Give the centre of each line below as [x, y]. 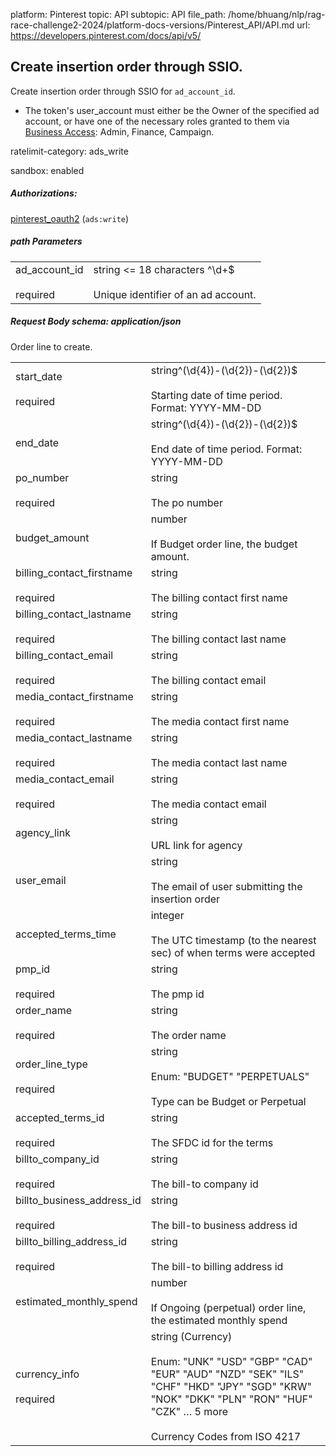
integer [167, 915]
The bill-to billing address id [217, 1266]
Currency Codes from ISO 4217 [226, 1436]
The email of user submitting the [226, 886]
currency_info [47, 1374]
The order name [188, 1035]
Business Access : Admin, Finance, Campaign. [119, 131]
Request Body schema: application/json [96, 321]
